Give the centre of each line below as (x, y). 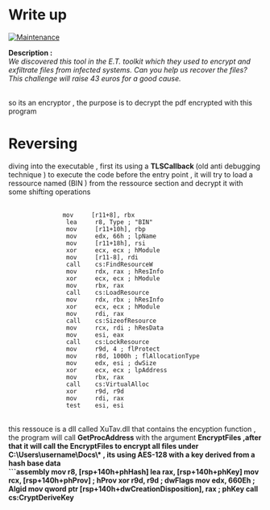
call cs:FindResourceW (109, 264)
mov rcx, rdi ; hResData (114, 328)
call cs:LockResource (108, 342)
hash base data (35, 463)
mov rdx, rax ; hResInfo (114, 272)
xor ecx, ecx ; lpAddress (116, 370)
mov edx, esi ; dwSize (111, 363)
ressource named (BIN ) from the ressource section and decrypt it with (126, 183)
